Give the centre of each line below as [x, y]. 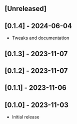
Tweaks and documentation [40, 38]
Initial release [25, 117]
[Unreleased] [26, 9]
